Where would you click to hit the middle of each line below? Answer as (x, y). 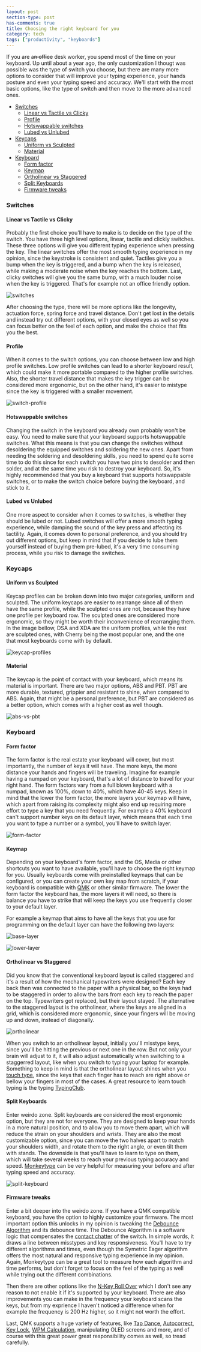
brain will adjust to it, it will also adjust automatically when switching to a (95, 1056)
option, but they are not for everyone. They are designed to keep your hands (101, 1121)
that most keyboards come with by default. (59, 640)
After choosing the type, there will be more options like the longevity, (91, 307)
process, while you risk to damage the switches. (66, 553)
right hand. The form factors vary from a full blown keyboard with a (89, 785)
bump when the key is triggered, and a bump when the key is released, (94, 265)
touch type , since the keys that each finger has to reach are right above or (98, 1075)
